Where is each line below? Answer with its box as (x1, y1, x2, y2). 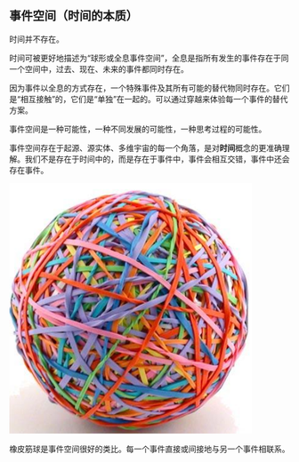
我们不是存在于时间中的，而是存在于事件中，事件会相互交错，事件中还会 (24, 154, 290, 164)
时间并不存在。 (9, 34, 64, 44)
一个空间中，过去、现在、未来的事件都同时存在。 (9, 63, 189, 74)
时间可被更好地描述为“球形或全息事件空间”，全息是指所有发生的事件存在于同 (9, 52, 289, 63)
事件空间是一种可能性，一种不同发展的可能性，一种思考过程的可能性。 (9, 123, 267, 134)
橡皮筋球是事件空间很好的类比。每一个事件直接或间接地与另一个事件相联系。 (9, 443, 290, 454)
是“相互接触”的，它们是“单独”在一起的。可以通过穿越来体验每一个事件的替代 (9, 93, 288, 104)
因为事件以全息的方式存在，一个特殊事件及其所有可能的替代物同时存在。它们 (9, 83, 290, 93)
